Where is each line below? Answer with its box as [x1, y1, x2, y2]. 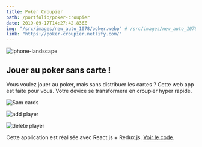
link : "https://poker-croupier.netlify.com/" [6, 31, 122, 37]
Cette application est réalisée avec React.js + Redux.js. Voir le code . [6, 133, 175, 141]
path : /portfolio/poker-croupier [6, 14, 90, 20]
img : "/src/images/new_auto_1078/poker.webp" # [6, 25, 128, 32]
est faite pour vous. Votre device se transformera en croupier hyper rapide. [6, 87, 192, 94]
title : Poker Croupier [6, 8, 63, 15]
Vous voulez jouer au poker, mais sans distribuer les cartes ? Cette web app [6, 80, 194, 88]
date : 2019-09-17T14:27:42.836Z [6, 20, 87, 26]
